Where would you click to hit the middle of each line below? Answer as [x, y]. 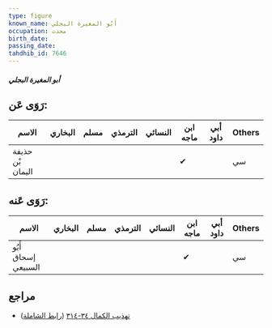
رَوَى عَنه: [28, 200]
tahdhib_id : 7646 [38, 53]
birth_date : [28, 38]
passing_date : [32, 46]
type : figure [30, 16]
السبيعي [26, 267]
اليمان [23, 172]
